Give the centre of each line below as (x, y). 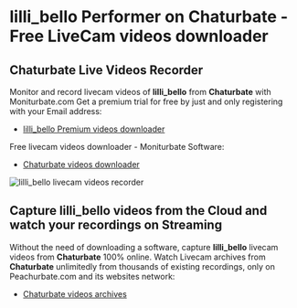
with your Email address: (56, 111)
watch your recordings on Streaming (116, 225)
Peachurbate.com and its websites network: (92, 276)
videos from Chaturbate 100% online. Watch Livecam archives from (138, 257)
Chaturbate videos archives (75, 293)
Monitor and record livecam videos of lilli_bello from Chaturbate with (140, 92)
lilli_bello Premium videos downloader (94, 129)
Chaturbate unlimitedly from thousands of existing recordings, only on (143, 266)
